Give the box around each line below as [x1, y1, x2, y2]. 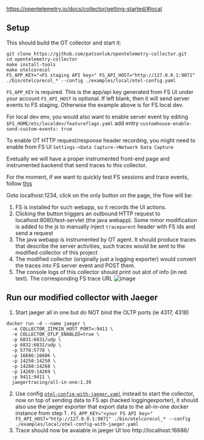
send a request [15, 229, 54, 237]
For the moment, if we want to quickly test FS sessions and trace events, [6, 173, 189, 181]
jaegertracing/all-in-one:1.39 [12, 379, 92, 385]
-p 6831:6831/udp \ [12, 336, 62, 342]
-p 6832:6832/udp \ [12, 342, 62, 348]
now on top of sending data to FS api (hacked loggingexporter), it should [15, 396, 199, 403]
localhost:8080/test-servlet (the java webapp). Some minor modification [15, 216, 197, 223]
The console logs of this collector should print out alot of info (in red [15, 268, 187, 275]
